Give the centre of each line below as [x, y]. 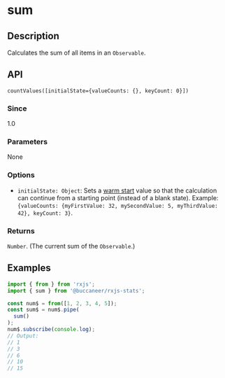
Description [33, 36]
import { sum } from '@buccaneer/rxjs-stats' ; [76, 290]
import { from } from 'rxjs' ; [51, 284]
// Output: [23, 336]
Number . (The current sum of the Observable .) [71, 246]
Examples [29, 268]
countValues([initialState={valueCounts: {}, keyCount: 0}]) [98, 91]
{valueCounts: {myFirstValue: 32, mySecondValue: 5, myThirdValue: [117, 206]
